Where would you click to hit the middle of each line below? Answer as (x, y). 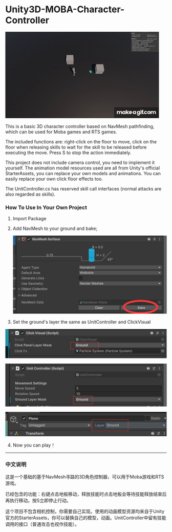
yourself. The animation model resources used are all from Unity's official (83, 168)
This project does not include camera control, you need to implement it (80, 162)
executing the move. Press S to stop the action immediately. (68, 153)
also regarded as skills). (30, 194)
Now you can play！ (34, 445)
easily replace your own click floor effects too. (54, 179)
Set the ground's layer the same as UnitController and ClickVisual (82, 322)
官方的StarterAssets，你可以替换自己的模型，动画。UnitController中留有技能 (86, 518)
